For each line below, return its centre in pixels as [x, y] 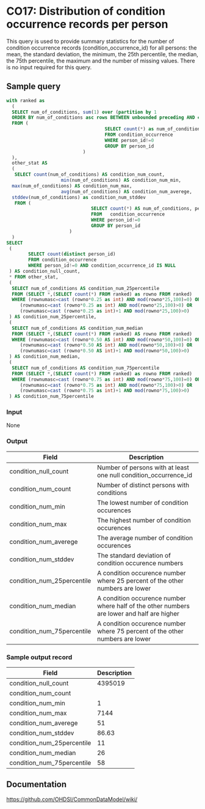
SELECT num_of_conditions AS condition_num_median [77, 328]
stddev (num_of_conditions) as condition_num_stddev [79, 197]
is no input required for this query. [49, 67]
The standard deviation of [134, 555]
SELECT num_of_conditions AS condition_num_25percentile [86, 288]
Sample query [34, 87]
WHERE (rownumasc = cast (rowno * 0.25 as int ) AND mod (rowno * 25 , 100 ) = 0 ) [102, 300]
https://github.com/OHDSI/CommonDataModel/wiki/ [72, 799]
